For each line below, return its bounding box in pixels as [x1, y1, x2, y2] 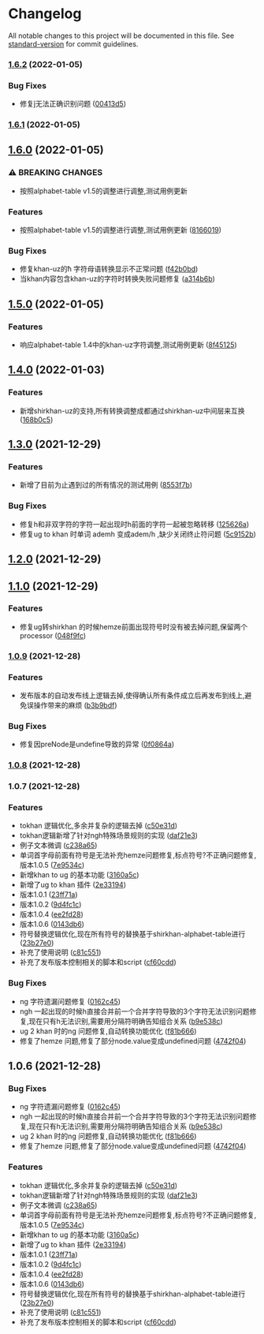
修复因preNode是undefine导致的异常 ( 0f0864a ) [19, 739, 175, 749]
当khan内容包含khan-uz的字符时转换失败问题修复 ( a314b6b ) [19, 274, 215, 284]
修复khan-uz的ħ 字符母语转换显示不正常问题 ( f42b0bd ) [19, 264, 199, 274]
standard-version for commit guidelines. [8, 39, 139, 48]
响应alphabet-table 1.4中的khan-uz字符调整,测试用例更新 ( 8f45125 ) [19, 340, 238, 349]
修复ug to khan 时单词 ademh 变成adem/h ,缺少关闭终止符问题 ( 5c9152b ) [19, 529, 256, 539]
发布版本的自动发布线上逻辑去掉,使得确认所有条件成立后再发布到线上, [19, 691, 245, 701]
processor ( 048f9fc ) [19, 630, 87, 640]
